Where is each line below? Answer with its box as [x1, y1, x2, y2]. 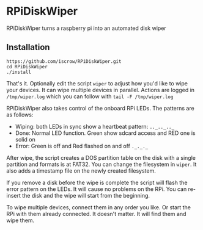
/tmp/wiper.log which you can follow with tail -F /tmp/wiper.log [6, 93, 174, 100]
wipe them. [6, 217, 35, 224]
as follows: [6, 111, 34, 118]
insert [6, 192, 21, 199]
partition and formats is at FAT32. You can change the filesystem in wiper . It [6, 160, 197, 168]
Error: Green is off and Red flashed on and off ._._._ [15, 142, 149, 149]
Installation [6, 42, 50, 52]
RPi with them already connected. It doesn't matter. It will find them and [6, 210, 186, 217]
